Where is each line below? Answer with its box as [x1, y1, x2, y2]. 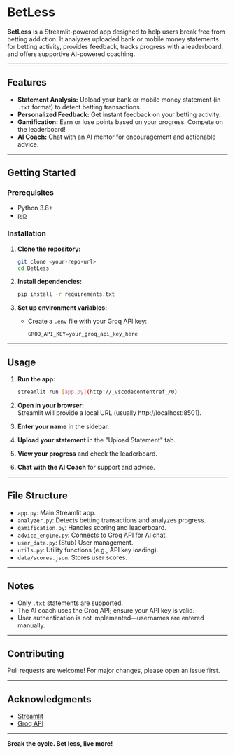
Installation [7, 229, 47, 238]
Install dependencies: [17, 278, 83, 286]
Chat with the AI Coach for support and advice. [17, 463, 155, 472]
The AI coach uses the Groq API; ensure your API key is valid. [17, 606, 195, 614]
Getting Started [7, 167, 76, 179]
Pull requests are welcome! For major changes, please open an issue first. [7, 667, 220, 675]
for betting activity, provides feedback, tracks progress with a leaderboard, [7, 42, 224, 50]
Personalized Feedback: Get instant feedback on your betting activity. [17, 110, 221, 118]
